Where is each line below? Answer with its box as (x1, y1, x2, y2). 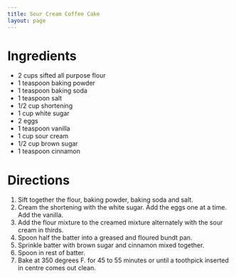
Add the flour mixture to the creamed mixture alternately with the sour (17, 218, 223, 227)
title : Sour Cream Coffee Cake (7, 10, 100, 18)
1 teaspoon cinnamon (17, 147, 80, 155)
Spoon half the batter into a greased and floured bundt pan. (17, 233, 193, 242)
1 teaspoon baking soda (17, 86, 87, 95)
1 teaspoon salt (17, 94, 63, 103)
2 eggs (17, 117, 38, 125)
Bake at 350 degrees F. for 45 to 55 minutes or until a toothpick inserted (17, 256, 230, 264)
